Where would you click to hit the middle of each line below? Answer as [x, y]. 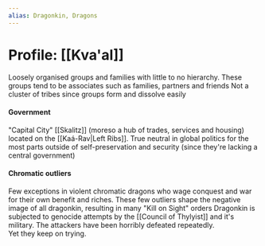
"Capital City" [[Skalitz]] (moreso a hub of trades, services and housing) [127, 130]
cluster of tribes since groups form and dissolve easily [97, 94]
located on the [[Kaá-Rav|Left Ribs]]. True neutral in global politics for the [129, 138]
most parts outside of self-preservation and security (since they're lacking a [133, 146]
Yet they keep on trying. [47, 233]
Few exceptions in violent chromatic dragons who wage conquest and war [130, 191]
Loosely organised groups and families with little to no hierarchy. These [125, 77]
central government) [42, 155]
